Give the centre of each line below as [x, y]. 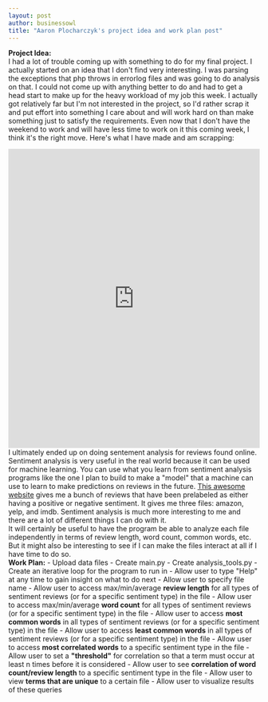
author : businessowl [43, 23]
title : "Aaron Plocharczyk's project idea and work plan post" [116, 30]
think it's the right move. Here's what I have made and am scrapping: [121, 138]
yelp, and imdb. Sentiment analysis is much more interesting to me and [124, 512]
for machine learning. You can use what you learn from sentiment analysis [130, 469]
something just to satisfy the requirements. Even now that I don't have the [130, 121]
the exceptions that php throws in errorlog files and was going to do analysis [134, 79]
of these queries [35, 690]
